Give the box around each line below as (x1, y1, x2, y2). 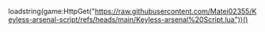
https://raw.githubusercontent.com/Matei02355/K (94, 7, 257, 16)
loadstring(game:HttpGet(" (8, 7, 95, 16)
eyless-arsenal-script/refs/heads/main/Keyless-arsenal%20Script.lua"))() (8, 15, 248, 24)
